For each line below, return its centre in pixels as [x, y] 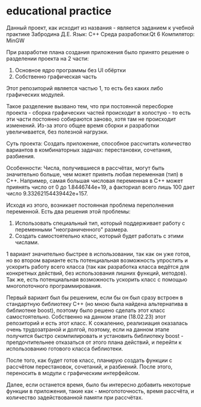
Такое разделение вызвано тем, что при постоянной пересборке [90, 106]
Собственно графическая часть [56, 76]
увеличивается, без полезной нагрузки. [57, 132]
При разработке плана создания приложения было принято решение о [97, 52]
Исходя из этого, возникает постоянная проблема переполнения [90, 205]
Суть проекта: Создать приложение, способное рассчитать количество [99, 143]
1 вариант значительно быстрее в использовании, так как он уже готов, [98, 254]
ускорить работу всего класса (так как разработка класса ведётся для [98, 266]
